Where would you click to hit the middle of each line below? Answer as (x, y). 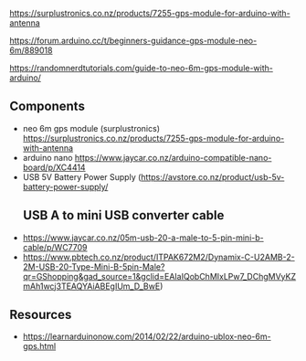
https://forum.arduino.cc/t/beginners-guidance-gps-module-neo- (133, 41)
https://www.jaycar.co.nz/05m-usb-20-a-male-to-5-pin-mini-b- (143, 238)
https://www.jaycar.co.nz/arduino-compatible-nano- (173, 157)
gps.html (39, 346)
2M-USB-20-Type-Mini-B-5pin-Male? (94, 266)
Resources (41, 315)
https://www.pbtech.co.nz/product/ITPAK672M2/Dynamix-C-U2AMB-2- (158, 257)
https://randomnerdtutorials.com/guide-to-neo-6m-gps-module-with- (142, 68)
